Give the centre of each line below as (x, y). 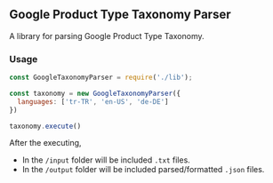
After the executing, (45, 143)
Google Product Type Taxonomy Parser (120, 15)
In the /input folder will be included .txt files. (106, 160)
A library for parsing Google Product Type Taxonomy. (107, 36)
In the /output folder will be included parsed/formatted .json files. (143, 170)
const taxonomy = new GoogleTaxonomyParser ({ (95, 93)
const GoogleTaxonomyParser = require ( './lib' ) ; (101, 78)
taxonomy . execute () (45, 126)
